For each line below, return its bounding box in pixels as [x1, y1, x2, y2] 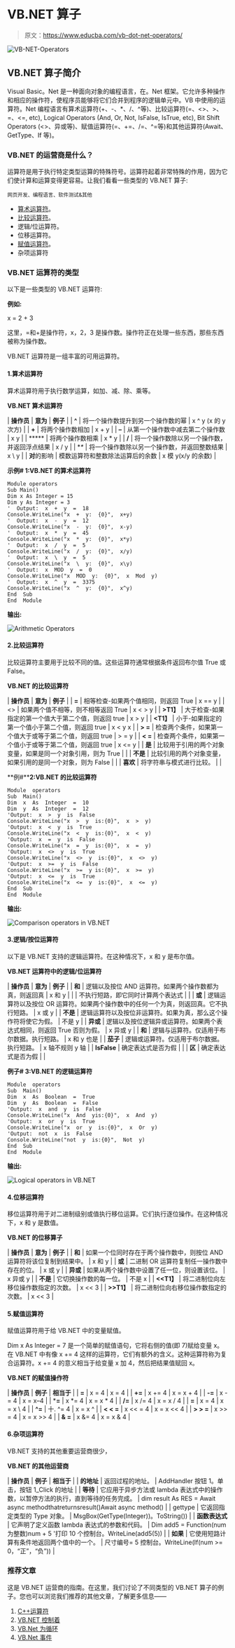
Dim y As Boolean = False [7, 1099, 99, 1106]
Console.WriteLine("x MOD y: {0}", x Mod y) [7, 572, 158, 580]
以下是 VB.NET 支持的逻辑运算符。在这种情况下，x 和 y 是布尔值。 [7, 952, 199, 960]
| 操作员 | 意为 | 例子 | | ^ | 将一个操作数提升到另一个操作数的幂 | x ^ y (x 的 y [7, 416, 226, 424]
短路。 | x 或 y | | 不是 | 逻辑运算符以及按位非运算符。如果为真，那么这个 [13, 1008, 222, 1017]
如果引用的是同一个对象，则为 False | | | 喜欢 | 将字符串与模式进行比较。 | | [7, 758, 222, 766]
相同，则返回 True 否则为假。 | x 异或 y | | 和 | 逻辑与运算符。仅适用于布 [19, 1026, 226, 1034]
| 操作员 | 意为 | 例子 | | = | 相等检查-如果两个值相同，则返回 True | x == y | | [7, 696, 225, 705]
